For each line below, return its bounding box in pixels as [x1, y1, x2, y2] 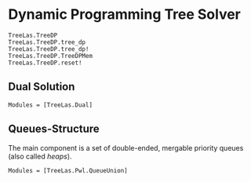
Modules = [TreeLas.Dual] [8, 100, 93, 109]
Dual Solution [8, 80, 75, 93]
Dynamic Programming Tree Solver [8, 5, 242, 24]
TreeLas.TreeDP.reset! [8, 59, 82, 67]
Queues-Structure [8, 122, 100, 136]
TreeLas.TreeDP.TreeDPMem [8, 52, 93, 60]
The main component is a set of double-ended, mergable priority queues [8, 143, 244, 152]
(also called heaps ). [8, 151, 72, 161]
